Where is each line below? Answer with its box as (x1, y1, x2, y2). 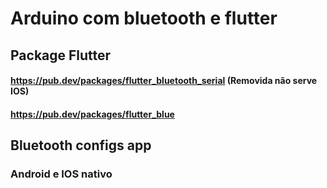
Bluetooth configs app (10, 137, 152, 154)
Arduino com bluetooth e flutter (10, 7, 278, 30)
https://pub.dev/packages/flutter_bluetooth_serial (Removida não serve (10, 75, 318, 87)
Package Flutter (10, 47, 112, 64)
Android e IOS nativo (10, 167, 113, 181)
